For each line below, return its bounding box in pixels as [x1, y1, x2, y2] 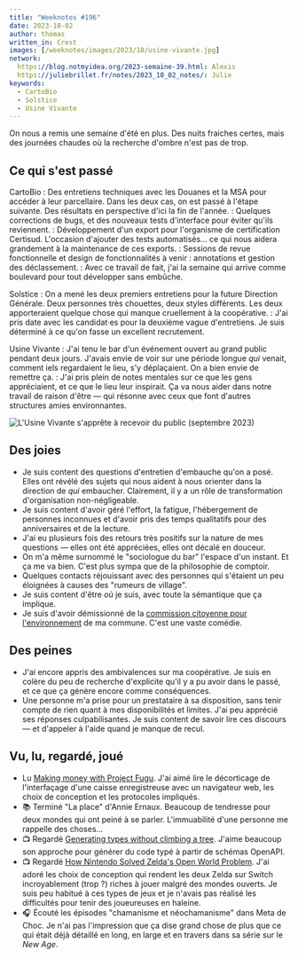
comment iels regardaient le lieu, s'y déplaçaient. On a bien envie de [9, 363, 259, 373]
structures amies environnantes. [9, 400, 127, 411]
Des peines [9, 643, 73, 658]
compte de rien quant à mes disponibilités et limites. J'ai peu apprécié [21, 704, 278, 715]
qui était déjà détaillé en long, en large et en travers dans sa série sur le [21, 929, 284, 940]
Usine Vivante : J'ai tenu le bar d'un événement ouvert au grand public [9, 343, 268, 355]
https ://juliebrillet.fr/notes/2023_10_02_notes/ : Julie [17, 71, 232, 80]
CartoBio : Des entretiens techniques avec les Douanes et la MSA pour [9, 187, 267, 198]
